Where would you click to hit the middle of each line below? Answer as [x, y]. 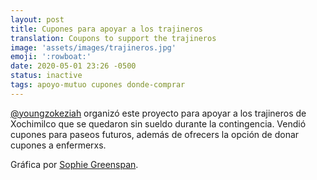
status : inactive [46, 76]
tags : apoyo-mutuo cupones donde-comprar [98, 85]
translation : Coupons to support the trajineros [113, 38]
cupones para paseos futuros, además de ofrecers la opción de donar [155, 134]
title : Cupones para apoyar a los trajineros [106, 29]
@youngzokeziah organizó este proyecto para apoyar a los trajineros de [158, 113]
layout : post [37, 19]
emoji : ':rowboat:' [51, 57]
